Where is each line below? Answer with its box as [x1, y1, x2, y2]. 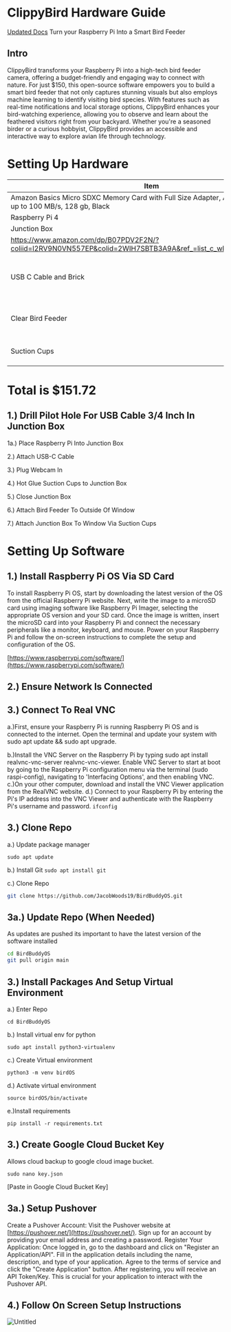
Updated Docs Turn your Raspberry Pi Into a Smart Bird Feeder [7, 28, 186, 36]
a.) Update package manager [7, 840, 90, 848]
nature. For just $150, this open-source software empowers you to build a [7, 81, 215, 89]
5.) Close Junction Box [7, 492, 71, 501]
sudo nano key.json [7, 1171, 63, 1177]
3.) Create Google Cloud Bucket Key [7, 1139, 165, 1151]
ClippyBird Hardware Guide [7, 5, 166, 21]
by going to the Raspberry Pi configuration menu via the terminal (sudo [7, 765, 208, 773]
